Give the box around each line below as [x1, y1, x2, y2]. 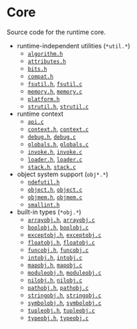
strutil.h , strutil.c [27, 102, 89, 110]
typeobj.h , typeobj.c [27, 313, 89, 322]
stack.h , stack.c [27, 162, 76, 171]
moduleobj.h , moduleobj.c [27, 268, 102, 276]
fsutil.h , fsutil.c [27, 79, 83, 87]
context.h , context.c [27, 124, 89, 133]
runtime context [16, 109, 64, 118]
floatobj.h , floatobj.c [27, 237, 95, 246]
